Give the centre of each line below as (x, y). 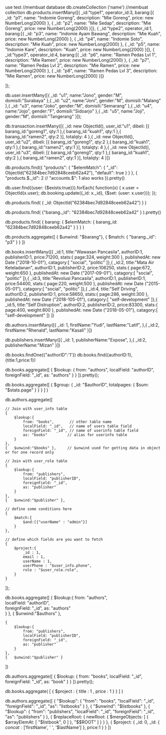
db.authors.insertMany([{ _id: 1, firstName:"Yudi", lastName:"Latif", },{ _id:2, (82, 325)
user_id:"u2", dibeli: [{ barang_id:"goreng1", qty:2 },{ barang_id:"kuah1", (78, 142)
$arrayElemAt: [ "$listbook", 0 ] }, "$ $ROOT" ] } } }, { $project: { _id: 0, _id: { (83, 722)
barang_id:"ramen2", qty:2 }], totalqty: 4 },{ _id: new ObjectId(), (70, 137)
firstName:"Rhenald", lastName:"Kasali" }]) (49, 330)
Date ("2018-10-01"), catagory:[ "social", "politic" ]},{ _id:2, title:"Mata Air (80, 262)
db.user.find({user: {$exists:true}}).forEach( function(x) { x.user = (72, 188)
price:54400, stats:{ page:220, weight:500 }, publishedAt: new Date (74, 284)
